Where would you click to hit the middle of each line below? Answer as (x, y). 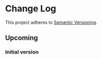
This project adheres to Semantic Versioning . (51, 22)
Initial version (22, 52)
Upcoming (22, 38)
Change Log (31, 9)
